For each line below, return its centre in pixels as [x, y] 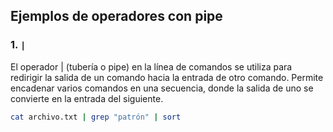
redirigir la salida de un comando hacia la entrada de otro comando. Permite [167, 77]
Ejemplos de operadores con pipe [116, 16]
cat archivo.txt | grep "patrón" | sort [96, 117]
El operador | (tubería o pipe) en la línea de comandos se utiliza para [151, 66]
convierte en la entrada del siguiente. [87, 98]
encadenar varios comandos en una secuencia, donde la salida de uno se [162, 88]
